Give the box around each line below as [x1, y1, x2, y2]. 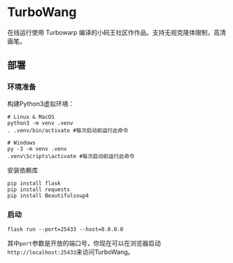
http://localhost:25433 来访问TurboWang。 [7, 248, 134, 256]
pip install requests [7, 186, 71, 193]
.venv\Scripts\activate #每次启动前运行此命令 [7, 152, 135, 159]
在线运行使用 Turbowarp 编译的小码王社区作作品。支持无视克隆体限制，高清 [7, 28, 226, 36]
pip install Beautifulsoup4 [7, 192, 90, 199]
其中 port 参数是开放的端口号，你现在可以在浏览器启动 [7, 239, 161, 247]
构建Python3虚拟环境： [7, 99, 75, 108]
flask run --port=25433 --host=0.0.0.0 [7, 225, 124, 233]
